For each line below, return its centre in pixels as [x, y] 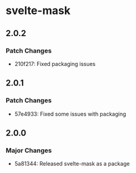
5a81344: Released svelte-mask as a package [72, 164]
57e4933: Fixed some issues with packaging [70, 114]
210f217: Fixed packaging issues [55, 64]
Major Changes [29, 150]
